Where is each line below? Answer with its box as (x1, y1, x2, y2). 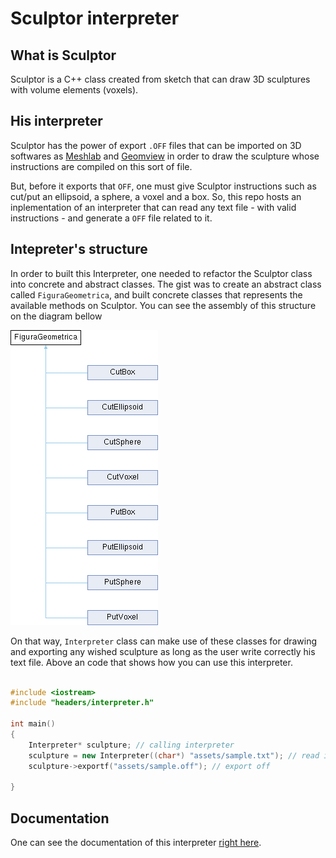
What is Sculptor (10, 47, 117, 64)
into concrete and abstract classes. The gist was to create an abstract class (10, 278, 322, 290)
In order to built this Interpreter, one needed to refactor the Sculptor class (10, 267, 313, 279)
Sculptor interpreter (10, 7, 180, 30)
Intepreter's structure (10, 241, 148, 258)
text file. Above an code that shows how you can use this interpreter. (10, 656, 293, 668)
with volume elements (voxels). (10, 84, 139, 96)
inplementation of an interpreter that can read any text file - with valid (10, 201, 297, 213)
